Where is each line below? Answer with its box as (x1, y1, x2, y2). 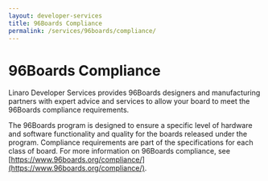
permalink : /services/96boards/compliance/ (8, 27, 157, 35)
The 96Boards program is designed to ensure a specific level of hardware (8, 121, 253, 130)
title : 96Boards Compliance (8, 19, 103, 27)
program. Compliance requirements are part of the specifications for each (8, 138, 254, 147)
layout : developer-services (8, 11, 103, 20)
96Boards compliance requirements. (8, 105, 130, 115)
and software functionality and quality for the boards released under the (8, 130, 248, 139)
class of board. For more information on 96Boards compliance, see (8, 146, 231, 156)
